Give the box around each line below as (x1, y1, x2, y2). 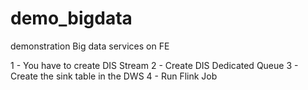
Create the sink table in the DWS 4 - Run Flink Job (10, 70, 218, 82)
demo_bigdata (10, 7, 133, 30)
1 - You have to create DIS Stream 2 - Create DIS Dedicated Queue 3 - (10, 59, 299, 71)
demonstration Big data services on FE (10, 40, 170, 52)
